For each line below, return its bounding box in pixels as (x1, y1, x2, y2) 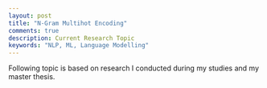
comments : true (8, 26, 60, 34)
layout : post (8, 11, 52, 20)
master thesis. (8, 72, 55, 82)
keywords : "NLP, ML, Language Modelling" (8, 42, 150, 50)
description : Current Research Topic (8, 34, 135, 42)
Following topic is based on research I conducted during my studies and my (8, 63, 260, 73)
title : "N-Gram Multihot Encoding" (8, 19, 128, 27)
